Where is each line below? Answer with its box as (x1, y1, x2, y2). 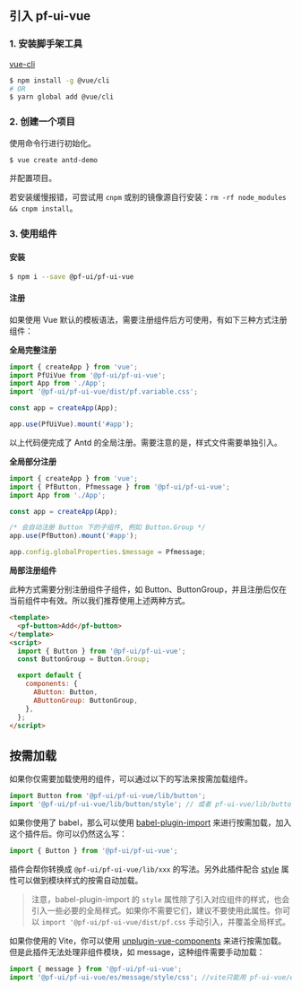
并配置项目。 (9, 173, 56, 184)
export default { (17, 671, 82, 680)
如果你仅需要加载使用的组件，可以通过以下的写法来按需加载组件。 (9, 774, 253, 785)
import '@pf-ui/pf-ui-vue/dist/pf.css (41, 917, 186, 926)
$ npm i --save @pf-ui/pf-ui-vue (9, 272, 134, 281)
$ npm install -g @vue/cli (9, 75, 110, 85)
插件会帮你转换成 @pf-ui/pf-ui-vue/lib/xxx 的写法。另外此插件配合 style (9, 864, 279, 874)
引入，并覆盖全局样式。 (203, 916, 291, 926)
